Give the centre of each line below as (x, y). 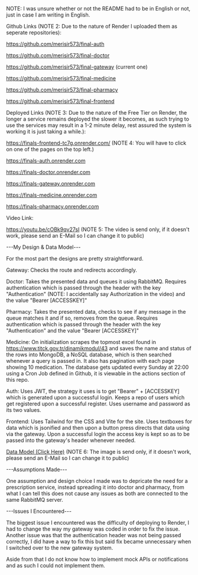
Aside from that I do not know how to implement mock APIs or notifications (97, 559)
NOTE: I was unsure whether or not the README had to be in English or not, (98, 9)
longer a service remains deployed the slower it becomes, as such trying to (98, 119)
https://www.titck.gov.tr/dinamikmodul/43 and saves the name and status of (99, 348)
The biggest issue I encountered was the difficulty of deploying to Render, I (98, 523)
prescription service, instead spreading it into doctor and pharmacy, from (95, 487)
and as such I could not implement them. (56, 566)
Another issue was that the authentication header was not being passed (94, 535)
